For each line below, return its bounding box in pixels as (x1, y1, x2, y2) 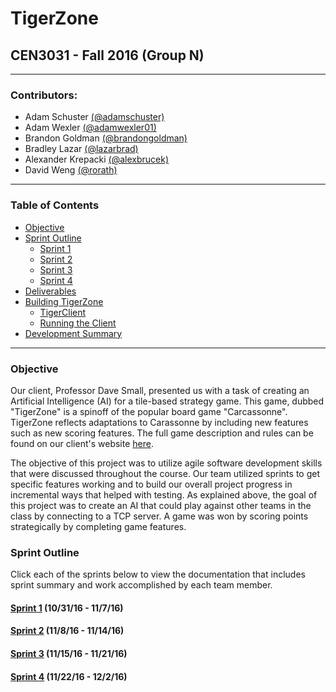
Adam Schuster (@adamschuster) (24, 111, 165, 123)
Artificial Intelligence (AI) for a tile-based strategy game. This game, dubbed (10, 395, 325, 407)
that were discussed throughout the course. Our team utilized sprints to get (10, 467, 320, 479)
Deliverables (24, 285, 77, 297)
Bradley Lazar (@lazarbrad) (24, 143, 139, 155)
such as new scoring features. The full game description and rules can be (10, 427, 314, 439)
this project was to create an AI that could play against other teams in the (10, 499, 312, 511)
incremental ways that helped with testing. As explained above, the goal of (10, 488, 318, 501)
